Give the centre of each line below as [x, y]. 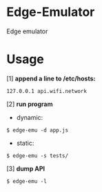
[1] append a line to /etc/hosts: [51, 78]
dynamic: [30, 117]
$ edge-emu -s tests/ [38, 156]
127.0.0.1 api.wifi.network [47, 91]
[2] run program [30, 104]
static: [25, 143]
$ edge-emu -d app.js [38, 130]
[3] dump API [26, 168]
